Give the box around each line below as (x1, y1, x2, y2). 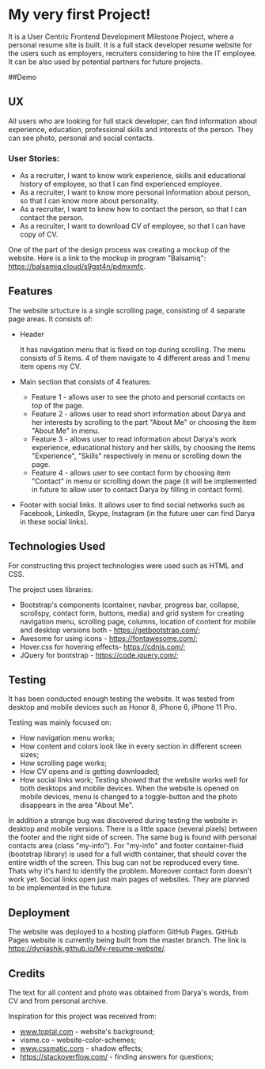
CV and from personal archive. (8, 996, 108, 1006)
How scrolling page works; (19, 758, 108, 768)
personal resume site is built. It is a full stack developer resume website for (8, 40, 252, 49)
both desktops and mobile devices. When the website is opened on (19, 783, 240, 793)
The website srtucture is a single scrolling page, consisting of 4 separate (8, 305, 246, 315)
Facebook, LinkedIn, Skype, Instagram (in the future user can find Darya (19, 508, 256, 517)
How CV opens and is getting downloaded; (19, 767, 160, 776)
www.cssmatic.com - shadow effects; (19, 1044, 144, 1053)
